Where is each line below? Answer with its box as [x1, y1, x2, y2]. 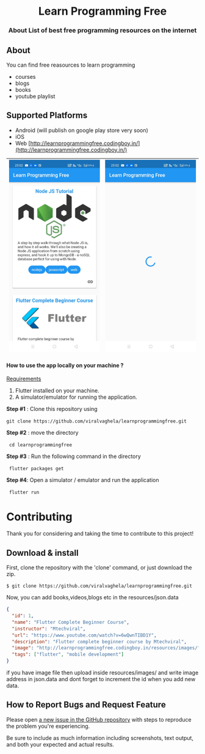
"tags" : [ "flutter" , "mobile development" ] [12, 651, 124, 658]
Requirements [6, 375, 41, 383]
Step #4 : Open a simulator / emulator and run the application [6, 476, 160, 484]
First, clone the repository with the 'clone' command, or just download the [6, 564, 192, 571]
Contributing [6, 509, 73, 523]
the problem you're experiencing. [6, 722, 90, 730]
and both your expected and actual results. [6, 741, 115, 748]
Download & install [6, 547, 79, 558]
